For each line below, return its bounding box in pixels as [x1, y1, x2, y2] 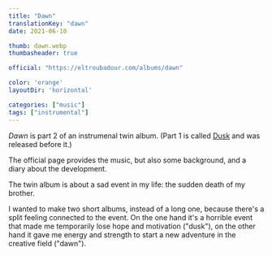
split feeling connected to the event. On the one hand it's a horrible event [8, 212, 253, 222]
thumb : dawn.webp [8, 41, 67, 50]
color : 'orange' [8, 79, 63, 87]
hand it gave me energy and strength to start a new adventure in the [8, 229, 236, 240]
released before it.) [8, 139, 72, 149]
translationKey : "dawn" [8, 20, 89, 28]
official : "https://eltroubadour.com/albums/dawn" [8, 64, 183, 72]
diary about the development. [8, 163, 107, 173]
